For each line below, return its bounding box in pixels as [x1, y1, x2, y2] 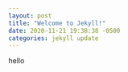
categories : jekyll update [8, 34, 99, 42]
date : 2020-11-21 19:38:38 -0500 [8, 26, 121, 34]
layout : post [8, 11, 52, 20]
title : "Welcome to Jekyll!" [8, 19, 106, 27]
